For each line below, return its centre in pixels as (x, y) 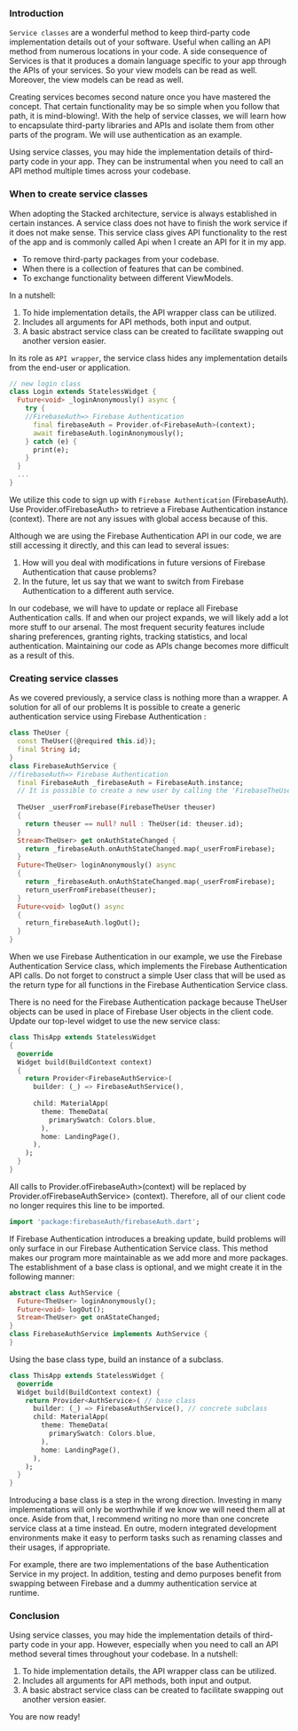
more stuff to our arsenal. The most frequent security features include (137, 627)
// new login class (45, 384)
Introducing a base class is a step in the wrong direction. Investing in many (145, 1500)
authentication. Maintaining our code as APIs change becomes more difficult (149, 645)
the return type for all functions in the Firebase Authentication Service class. (149, 985)
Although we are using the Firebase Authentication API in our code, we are (145, 535)
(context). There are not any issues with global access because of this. (139, 518)
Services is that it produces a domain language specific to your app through (148, 61)
